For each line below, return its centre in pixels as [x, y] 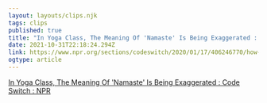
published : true [35, 30]
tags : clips [28, 23]
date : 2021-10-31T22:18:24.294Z [62, 45]
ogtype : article [35, 60]
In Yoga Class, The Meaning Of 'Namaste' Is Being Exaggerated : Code [124, 82]
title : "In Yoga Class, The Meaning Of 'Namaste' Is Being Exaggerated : [133, 38]
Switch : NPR [29, 90]
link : [17, 52]
